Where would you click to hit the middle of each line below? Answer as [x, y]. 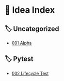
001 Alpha [22, 43]
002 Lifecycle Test [30, 73]
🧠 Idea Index [30, 10]
